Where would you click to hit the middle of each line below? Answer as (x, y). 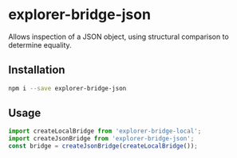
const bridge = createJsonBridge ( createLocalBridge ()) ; (103, 146)
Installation (37, 70)
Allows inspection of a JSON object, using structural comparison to (118, 37)
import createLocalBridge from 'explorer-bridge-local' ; (105, 131)
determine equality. (40, 44)
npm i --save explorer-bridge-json (67, 88)
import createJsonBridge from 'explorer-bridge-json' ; (101, 139)
